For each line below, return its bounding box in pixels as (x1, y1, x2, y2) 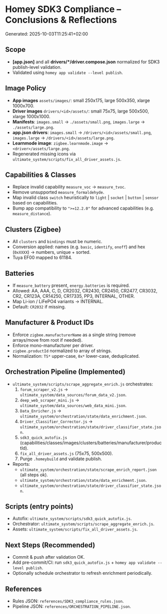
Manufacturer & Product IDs (5, 318, 94, 327)
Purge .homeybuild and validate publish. (19, 456, 102, 462)
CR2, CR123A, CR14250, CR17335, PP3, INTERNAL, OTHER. (12, 293, 135, 299)
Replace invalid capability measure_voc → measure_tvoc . (12, 184, 126, 190)
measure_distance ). (12, 211, 51, 217)
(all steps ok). (19, 471, 48, 478)
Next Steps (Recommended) (5, 541, 95, 549)
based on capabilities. (12, 200, 58, 206)
